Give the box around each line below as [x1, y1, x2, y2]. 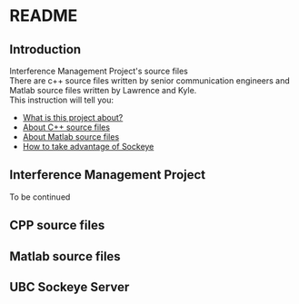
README [9, 5, 78, 26]
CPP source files [9, 218, 105, 233]
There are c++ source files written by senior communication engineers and [9, 75, 291, 86]
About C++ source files [22, 122, 111, 132]
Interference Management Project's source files [9, 65, 188, 76]
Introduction [9, 42, 82, 57]
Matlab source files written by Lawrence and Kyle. [9, 85, 197, 95]
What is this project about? [22, 113, 124, 123]
